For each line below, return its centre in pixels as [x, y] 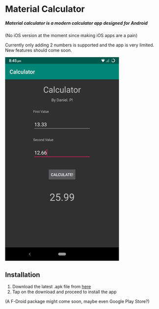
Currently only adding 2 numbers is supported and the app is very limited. [80, 45]
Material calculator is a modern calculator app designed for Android [77, 23]
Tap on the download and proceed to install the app [64, 292]
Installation [23, 275]
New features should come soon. [39, 50]
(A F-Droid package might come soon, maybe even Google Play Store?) [77, 301]
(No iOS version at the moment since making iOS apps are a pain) [71, 36]
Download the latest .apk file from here [52, 286]
